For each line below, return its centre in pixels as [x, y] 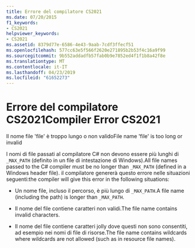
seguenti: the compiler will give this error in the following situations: [88, 179]
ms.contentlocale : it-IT [37, 67]
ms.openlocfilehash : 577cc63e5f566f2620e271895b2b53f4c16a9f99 [86, 50]
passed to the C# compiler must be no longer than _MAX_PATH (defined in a [96, 167]
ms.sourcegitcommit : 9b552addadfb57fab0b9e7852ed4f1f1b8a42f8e [86, 56]
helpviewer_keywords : [33, 34]
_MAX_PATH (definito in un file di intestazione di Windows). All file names [92, 160]
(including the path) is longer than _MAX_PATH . [69, 197]
